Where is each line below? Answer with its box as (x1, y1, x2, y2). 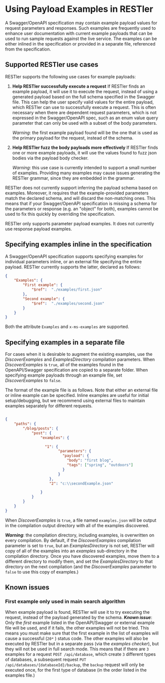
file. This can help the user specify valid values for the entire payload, (12, 99, 154, 105)
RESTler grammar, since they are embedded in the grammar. (12, 175, 135, 181)
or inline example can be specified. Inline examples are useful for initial (5, 392, 149, 398)
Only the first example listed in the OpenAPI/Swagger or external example (5, 620, 155, 626)
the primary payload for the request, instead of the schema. (12, 135, 134, 141)
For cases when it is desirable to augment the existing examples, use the (5, 351, 153, 357)
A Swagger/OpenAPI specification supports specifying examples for (5, 253, 144, 259)
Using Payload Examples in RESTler (5, 3, 154, 15)
